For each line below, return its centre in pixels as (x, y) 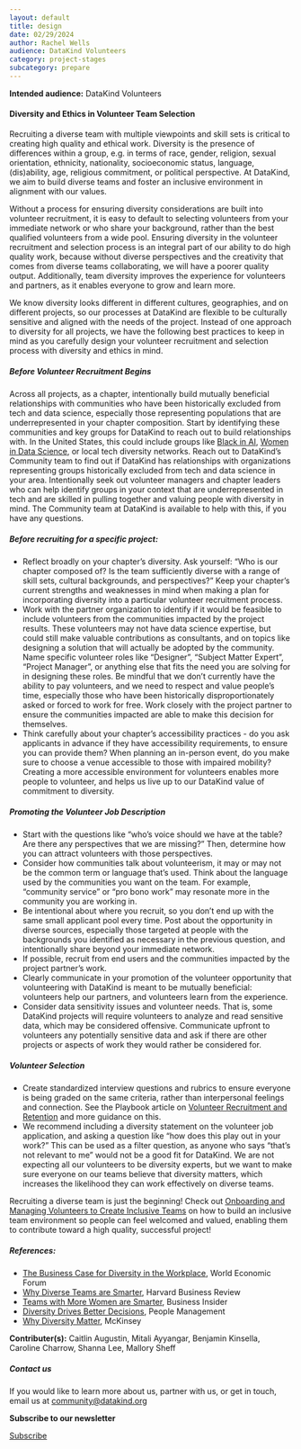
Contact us (31, 1368)
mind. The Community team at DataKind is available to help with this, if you (148, 508)
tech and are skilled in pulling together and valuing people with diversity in (147, 499)
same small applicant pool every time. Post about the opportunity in (147, 920)
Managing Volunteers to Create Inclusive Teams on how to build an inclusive (150, 1210)
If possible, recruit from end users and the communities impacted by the (156, 958)
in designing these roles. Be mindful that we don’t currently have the (149, 677)
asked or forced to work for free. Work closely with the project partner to (157, 705)
